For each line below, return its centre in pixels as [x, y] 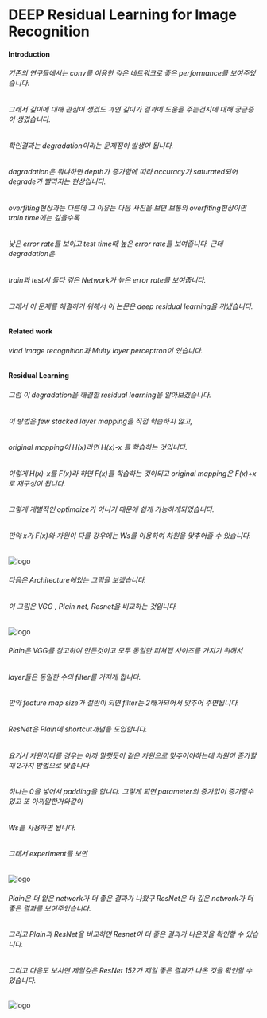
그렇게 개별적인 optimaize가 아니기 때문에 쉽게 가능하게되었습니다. [111, 509]
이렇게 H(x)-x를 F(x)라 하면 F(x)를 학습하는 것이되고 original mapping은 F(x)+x [132, 473]
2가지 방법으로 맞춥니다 [53, 765]
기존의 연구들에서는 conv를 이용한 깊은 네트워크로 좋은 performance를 [118, 73]
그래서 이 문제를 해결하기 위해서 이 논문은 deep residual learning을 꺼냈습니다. [131, 306]
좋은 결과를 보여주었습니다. [50, 908]
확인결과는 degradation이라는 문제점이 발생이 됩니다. [91, 146]
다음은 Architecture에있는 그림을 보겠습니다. [77, 580]
